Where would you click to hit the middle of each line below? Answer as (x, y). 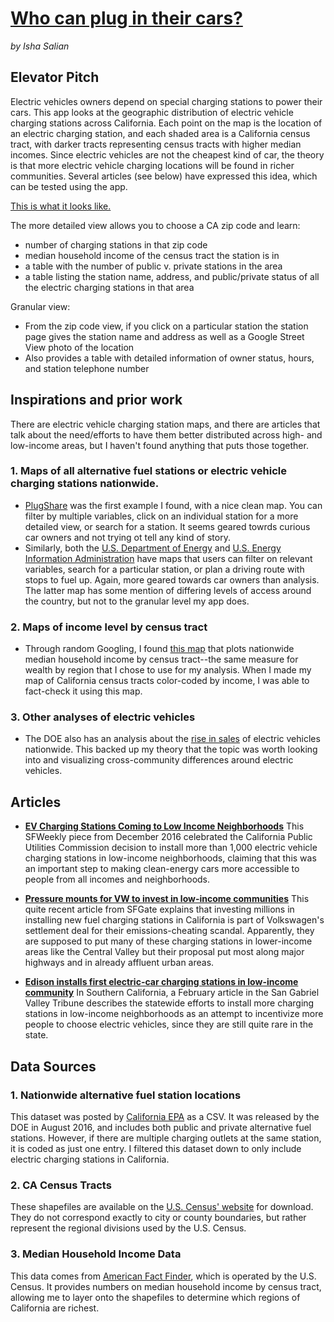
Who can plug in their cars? (126, 18)
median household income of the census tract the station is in (152, 255)
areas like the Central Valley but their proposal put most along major (164, 952)
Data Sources (53, 1066)
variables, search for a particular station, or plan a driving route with (164, 569)
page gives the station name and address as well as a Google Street (164, 336)
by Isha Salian (40, 46)
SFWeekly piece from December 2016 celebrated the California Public (168, 837)
